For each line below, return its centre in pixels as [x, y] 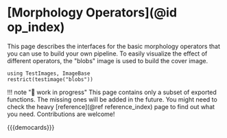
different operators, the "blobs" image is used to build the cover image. [108, 60]
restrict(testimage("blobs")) [50, 79]
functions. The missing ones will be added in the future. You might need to [112, 99]
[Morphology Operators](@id [92, 13]
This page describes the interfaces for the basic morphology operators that [114, 46]
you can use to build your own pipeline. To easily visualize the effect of [107, 54]
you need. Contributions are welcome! [61, 114]
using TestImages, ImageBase [49, 73]
